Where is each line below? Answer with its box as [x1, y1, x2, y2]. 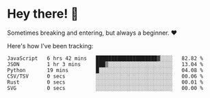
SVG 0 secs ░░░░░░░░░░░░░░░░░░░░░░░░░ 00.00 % [7, 84, 204, 91]
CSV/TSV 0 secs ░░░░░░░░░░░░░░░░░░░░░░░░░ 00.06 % [7, 73, 204, 80]
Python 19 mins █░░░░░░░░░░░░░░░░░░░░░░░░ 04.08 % [7, 67, 204, 73]
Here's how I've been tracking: [7, 42, 94, 50]
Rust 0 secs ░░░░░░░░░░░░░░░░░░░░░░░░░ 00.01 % [7, 78, 204, 86]
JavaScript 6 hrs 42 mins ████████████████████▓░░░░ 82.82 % [7, 54, 204, 62]
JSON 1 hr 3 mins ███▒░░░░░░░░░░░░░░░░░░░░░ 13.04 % [7, 61, 204, 67]
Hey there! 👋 [7, 6, 79, 22]
